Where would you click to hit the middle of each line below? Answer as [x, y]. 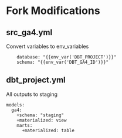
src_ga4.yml [29, 32]
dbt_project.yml [36, 80]
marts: [25, 125]
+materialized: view [42, 120]
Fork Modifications [53, 11]
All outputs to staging [32, 94]
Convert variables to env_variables [48, 46]
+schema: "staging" [40, 115]
